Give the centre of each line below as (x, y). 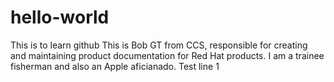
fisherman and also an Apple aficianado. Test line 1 (115, 66)
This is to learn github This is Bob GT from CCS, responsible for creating (159, 45)
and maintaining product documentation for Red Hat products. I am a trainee (167, 55)
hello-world (60, 17)
